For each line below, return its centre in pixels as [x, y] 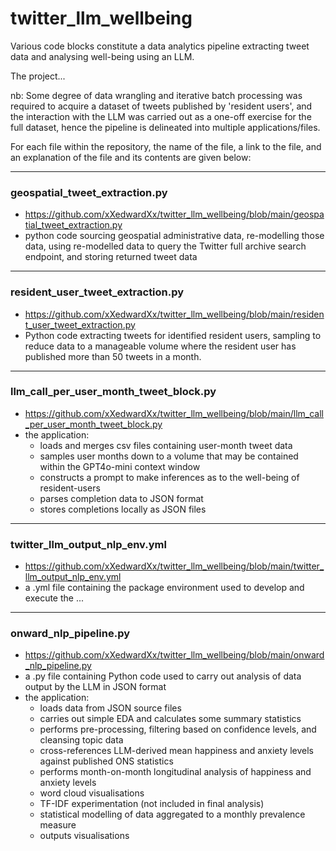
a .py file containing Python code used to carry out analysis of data [163, 676]
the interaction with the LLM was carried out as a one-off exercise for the [161, 116]
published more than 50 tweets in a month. [113, 356]
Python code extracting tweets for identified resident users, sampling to [173, 335]
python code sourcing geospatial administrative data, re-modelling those [174, 236]
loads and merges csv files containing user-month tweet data [166, 445]
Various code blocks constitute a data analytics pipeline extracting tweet [160, 46]
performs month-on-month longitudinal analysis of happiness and [175, 772]
